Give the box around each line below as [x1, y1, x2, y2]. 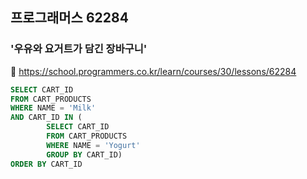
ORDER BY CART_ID [10, 159, 83, 169]
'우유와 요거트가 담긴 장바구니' [10, 42, 148, 56]
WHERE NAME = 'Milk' [10, 103, 97, 113]
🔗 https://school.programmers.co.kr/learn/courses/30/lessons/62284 [10, 65, 297, 77]
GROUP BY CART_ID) [46, 149, 123, 160]
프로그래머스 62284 [10, 9, 129, 27]
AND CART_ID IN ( [10, 113, 83, 123]
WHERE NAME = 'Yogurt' [46, 140, 141, 150]
